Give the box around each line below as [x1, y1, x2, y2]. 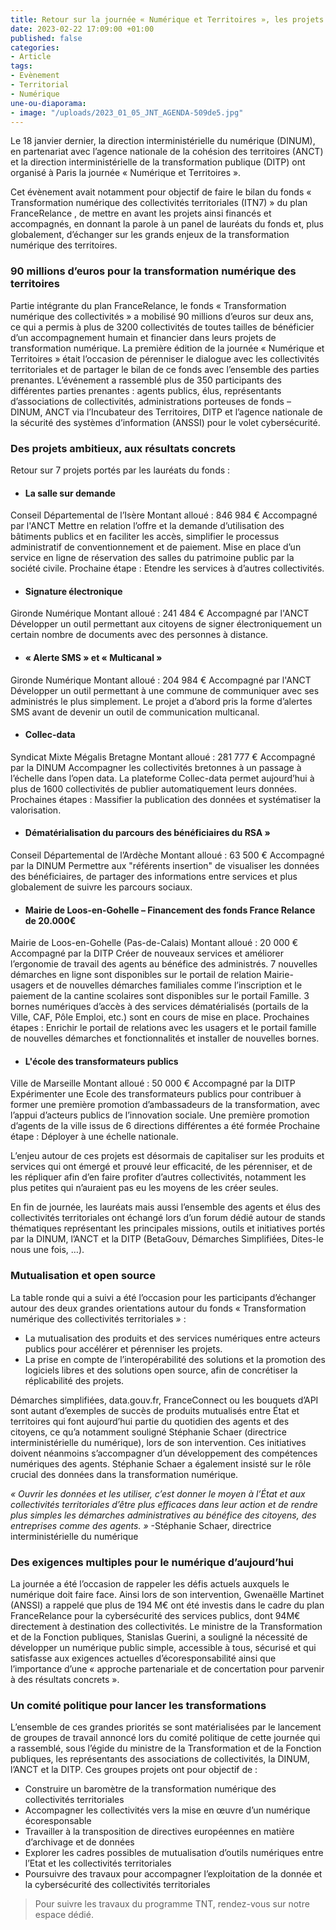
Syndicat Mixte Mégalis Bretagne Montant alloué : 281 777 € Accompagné [10, 751, 316, 763]
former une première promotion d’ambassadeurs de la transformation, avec [10, 1099, 321, 1111]
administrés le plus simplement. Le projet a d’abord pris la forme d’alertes [10, 695, 313, 707]
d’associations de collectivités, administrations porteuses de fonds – [10, 395, 292, 407]
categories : [10, 42, 60, 53]
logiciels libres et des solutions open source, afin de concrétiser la [24, 1364, 298, 1376]
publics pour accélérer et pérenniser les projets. [24, 1342, 223, 1355]
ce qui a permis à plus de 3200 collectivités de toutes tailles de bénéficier [10, 321, 315, 333]
